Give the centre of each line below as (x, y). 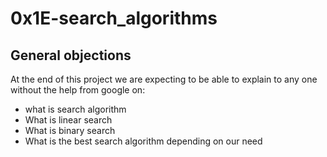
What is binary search (70, 130)
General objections (71, 55)
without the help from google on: (78, 90)
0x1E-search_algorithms (114, 18)
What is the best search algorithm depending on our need (143, 141)
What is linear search (68, 120)
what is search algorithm (75, 109)
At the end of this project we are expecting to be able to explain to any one (164, 79)
